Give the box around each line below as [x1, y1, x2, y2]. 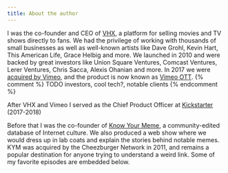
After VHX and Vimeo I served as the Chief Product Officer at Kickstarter [7, 100, 214, 108]
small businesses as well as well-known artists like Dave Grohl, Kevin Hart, [7, 43, 218, 51]
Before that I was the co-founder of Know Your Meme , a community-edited [7, 121, 220, 129]
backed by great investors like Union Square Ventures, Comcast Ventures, [7, 58, 218, 66]
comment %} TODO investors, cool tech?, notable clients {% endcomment [7, 80, 218, 88]
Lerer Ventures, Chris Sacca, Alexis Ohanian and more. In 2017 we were [7, 65, 211, 73]
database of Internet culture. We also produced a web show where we [7, 128, 207, 137]
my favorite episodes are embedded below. [7, 157, 130, 165]
